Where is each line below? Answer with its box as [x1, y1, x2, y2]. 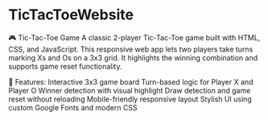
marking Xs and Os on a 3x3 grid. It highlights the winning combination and [8, 52, 258, 62]
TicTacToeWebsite [8, 6, 134, 24]
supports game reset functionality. [8, 61, 122, 71]
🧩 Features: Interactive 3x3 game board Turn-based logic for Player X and [8, 77, 254, 86]
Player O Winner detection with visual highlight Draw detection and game [8, 85, 251, 95]
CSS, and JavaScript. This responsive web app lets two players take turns [8, 44, 254, 54]
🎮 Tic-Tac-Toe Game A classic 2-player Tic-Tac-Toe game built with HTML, [8, 32, 261, 42]
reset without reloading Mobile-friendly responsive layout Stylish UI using [8, 94, 252, 104]
